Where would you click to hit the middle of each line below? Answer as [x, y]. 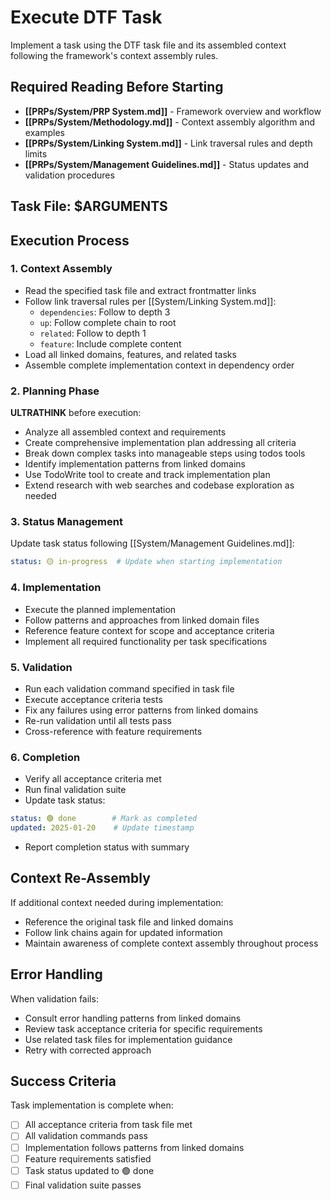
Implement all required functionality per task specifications [146, 641]
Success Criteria [63, 1081]
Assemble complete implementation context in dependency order [159, 365]
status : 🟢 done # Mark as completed [104, 819]
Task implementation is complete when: [92, 1105]
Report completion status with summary [107, 847]
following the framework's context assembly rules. [114, 55]
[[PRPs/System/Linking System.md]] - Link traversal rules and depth [168, 143]
